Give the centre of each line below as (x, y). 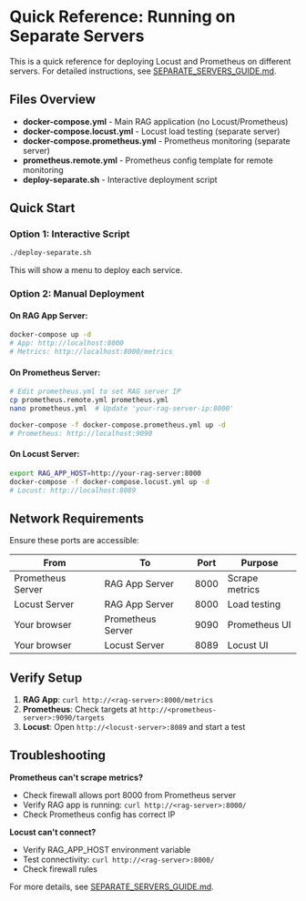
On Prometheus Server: (55, 372)
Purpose (260, 563)
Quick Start (42, 208)
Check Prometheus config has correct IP (99, 814)
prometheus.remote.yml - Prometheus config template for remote (148, 160)
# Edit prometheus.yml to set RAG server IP (95, 392)
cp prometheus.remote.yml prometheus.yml (89, 400)
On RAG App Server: (49, 315)
